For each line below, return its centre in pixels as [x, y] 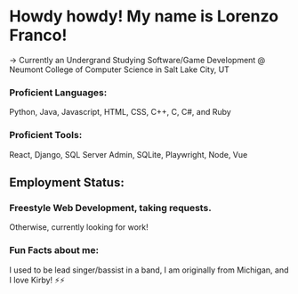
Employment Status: [67, 182]
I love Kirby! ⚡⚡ [37, 280]
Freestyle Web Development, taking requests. [110, 208]
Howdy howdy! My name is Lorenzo [144, 16]
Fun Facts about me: [54, 250]
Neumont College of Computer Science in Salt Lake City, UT [119, 69]
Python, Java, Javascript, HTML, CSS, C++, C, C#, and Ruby [120, 112]
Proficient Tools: [46, 135]
